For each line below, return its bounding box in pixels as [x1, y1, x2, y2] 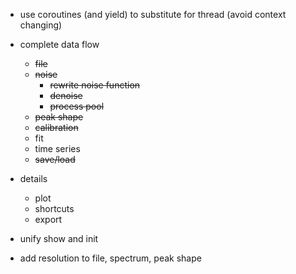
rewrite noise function [49, 79, 141, 91]
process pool [49, 100, 105, 112]
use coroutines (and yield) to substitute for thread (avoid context [19, 9, 287, 20]
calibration [34, 122, 79, 133]
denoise [49, 90, 83, 101]
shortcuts [34, 203, 75, 214]
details [19, 173, 48, 184]
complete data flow [19, 39, 100, 50]
